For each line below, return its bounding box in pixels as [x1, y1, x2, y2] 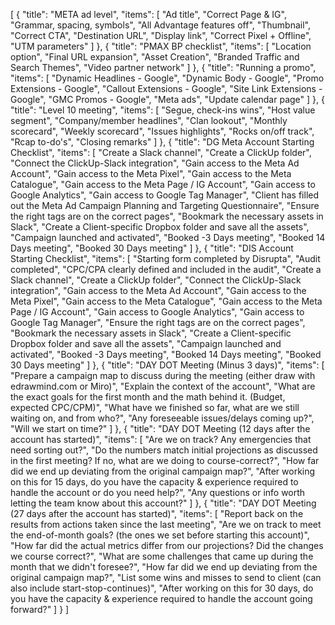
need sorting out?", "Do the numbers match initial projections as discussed [10, 444, 318, 456]
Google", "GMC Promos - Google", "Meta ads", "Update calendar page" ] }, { [10, 94, 325, 105]
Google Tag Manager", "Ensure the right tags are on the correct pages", [10, 317, 306, 328]
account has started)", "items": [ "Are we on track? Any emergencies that [10, 434, 312, 445]
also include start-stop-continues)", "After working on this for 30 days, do [10, 582, 314, 594]
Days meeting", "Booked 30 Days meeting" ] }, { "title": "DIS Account [10, 242, 294, 254]
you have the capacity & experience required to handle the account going [10, 593, 313, 604]
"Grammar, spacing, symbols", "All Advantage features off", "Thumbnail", [10, 19, 312, 31]
